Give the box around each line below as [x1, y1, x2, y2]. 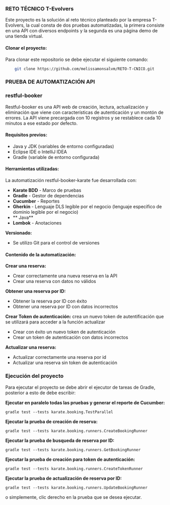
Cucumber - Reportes [12, 198, 60, 204]
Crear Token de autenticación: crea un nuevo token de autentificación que [5, 313, 164, 320]
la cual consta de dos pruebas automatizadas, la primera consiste [26, 22, 165, 28]
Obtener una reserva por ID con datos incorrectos [12, 304, 118, 310]
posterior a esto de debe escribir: [5, 390, 76, 396]
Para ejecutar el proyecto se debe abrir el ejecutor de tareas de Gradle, [5, 384, 156, 390]
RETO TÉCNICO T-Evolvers [5, 5, 74, 12]
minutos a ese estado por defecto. [5, 120, 78, 126]
